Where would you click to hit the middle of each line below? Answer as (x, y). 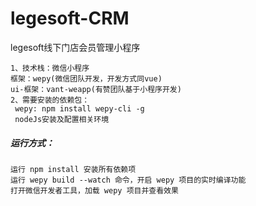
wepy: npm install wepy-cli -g (79, 108)
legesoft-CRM (70, 18)
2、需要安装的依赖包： (50, 100)
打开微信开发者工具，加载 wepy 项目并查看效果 (94, 190)
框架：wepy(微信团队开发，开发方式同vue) (86, 78)
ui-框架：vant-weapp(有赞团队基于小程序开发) (96, 89)
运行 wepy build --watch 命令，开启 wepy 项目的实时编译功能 (128, 180)
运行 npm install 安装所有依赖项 (73, 169)
